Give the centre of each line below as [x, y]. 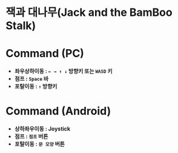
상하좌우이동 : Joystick [42, 129]
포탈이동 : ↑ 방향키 [36, 86]
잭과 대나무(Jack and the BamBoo [89, 12]
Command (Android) [58, 111]
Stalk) [21, 26]
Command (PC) [45, 54]
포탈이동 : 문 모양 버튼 [39, 144]
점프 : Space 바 [31, 79]
